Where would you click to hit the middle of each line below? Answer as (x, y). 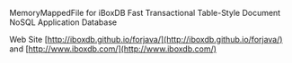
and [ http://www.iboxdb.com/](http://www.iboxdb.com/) (113, 49)
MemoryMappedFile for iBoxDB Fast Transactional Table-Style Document (145, 13)
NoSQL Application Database (63, 22)
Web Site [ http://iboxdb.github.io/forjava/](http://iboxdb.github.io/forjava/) (146, 39)
